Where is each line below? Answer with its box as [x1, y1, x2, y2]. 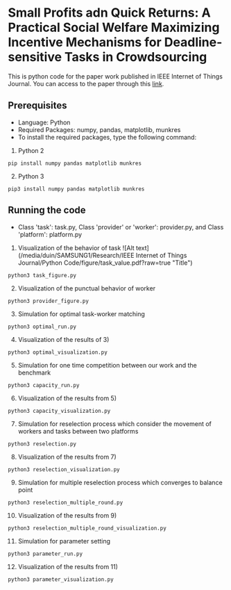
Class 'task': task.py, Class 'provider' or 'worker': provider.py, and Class [17, 222, 224, 231]
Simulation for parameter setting [17, 536, 110, 545]
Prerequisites [8, 99, 67, 112]
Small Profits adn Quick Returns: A [8, 5, 211, 21]
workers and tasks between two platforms [17, 427, 139, 435]
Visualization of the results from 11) [17, 562, 119, 571]
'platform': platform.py [17, 230, 83, 238]
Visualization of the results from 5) [17, 394, 117, 402]
